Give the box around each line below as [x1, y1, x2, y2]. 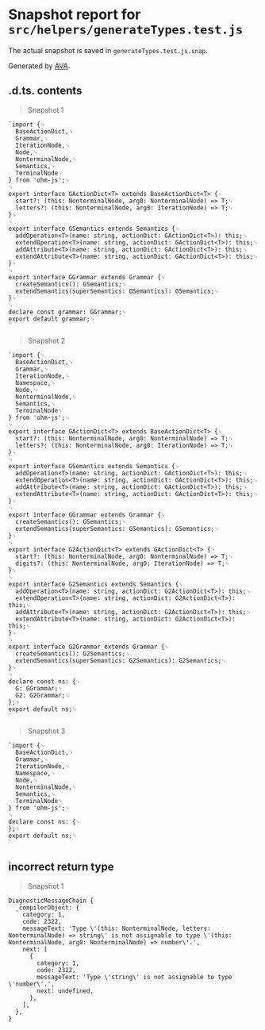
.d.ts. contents [8, 84, 83, 98]
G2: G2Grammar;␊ [15, 691, 71, 699]
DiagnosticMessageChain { [8, 897, 94, 905]
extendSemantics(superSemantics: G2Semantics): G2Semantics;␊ [15, 656, 227, 664]
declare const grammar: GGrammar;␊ [8, 308, 127, 316]
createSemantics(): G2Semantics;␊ [15, 649, 131, 658]
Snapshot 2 [27, 336, 66, 345]
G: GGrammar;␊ [15, 684, 63, 692]
